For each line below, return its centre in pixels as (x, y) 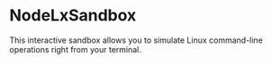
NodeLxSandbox (73, 16)
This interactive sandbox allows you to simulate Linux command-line (136, 40)
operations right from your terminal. (76, 49)
